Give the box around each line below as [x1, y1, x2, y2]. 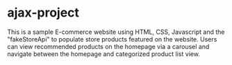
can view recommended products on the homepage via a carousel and [7, 42, 210, 50]
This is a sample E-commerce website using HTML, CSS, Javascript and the [7, 28, 225, 36]
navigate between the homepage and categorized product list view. [7, 50, 200, 58]
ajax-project [7, 5, 80, 21]
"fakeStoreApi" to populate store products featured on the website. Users [7, 35, 217, 43]
